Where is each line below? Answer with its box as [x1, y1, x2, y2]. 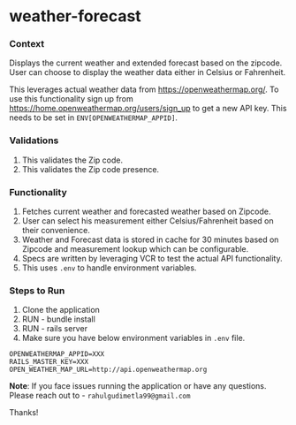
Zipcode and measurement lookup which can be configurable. [21, 244, 249, 254]
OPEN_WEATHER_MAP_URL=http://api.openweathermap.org [9, 365, 208, 375]
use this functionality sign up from [9, 94, 134, 104]
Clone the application [21, 305, 100, 315]
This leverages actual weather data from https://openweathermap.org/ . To [9, 84, 279, 95]
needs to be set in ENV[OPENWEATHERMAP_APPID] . [9, 112, 178, 123]
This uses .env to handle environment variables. [21, 262, 197, 273]
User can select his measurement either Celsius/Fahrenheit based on [21, 216, 274, 226]
